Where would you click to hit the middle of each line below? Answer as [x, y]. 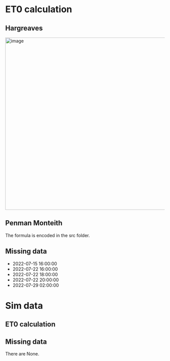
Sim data [24, 305]
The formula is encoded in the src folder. [48, 235]
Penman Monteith [34, 223]
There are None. [22, 354]
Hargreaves [24, 28]
